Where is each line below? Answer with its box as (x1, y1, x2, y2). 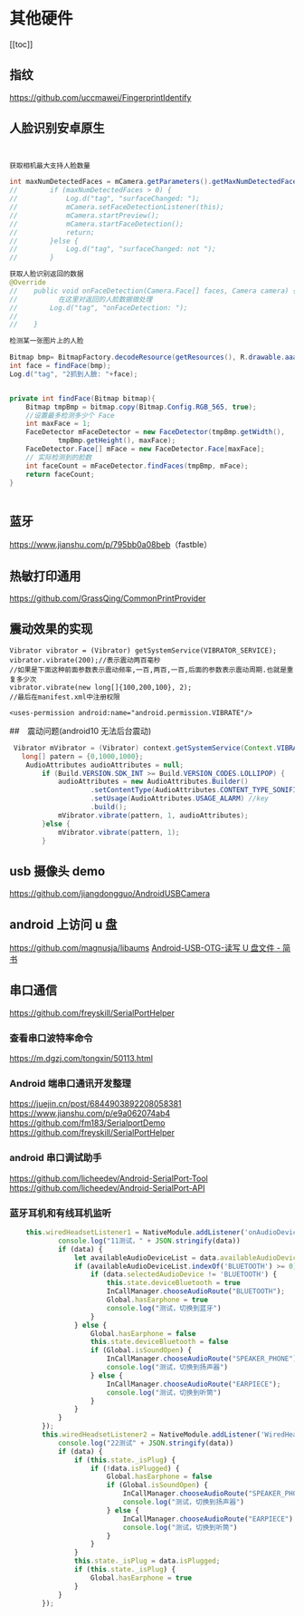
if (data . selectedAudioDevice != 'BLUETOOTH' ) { (90, 1270, 278, 1279)
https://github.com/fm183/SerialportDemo (9, 1118, 166, 1128)
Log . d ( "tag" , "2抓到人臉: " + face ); (9, 369, 138, 379)
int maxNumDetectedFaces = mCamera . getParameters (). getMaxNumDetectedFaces (9, 178, 301, 187)
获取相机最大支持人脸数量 (9, 160, 90, 170)
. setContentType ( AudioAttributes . (90, 786, 221, 795)
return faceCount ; (25, 469, 95, 479)
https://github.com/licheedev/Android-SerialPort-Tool (9, 1173, 208, 1184)
